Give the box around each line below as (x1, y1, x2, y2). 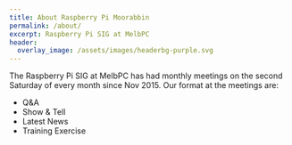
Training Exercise (21, 125, 87, 136)
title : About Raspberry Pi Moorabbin (9, 12, 150, 22)
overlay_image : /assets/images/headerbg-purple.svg (17, 46, 214, 55)
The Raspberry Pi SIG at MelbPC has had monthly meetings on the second (9, 70, 283, 81)
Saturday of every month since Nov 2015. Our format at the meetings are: (9, 80, 279, 91)
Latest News (21, 117, 69, 127)
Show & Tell (21, 107, 66, 117)
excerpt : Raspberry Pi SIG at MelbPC (9, 29, 150, 38)
